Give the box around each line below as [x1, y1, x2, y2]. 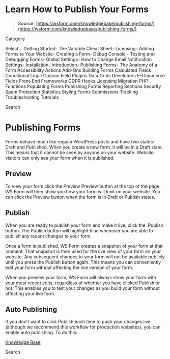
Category [5, 36, 25, 42]
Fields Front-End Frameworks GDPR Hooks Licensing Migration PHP [5, 78, 149, 84]
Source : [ [17, 20, 38, 26]
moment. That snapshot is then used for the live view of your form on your [5, 248, 161, 254]
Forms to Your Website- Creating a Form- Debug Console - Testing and [5, 51, 155, 57]
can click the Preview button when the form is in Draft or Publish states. [5, 194, 155, 200]
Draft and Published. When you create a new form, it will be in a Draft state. [5, 144, 163, 150]
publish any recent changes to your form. [5, 233, 92, 239]
